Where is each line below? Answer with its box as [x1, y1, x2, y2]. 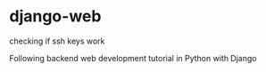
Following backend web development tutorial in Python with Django [9, 52, 257, 63]
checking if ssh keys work [9, 36, 105, 46]
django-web [9, 6, 102, 27]
